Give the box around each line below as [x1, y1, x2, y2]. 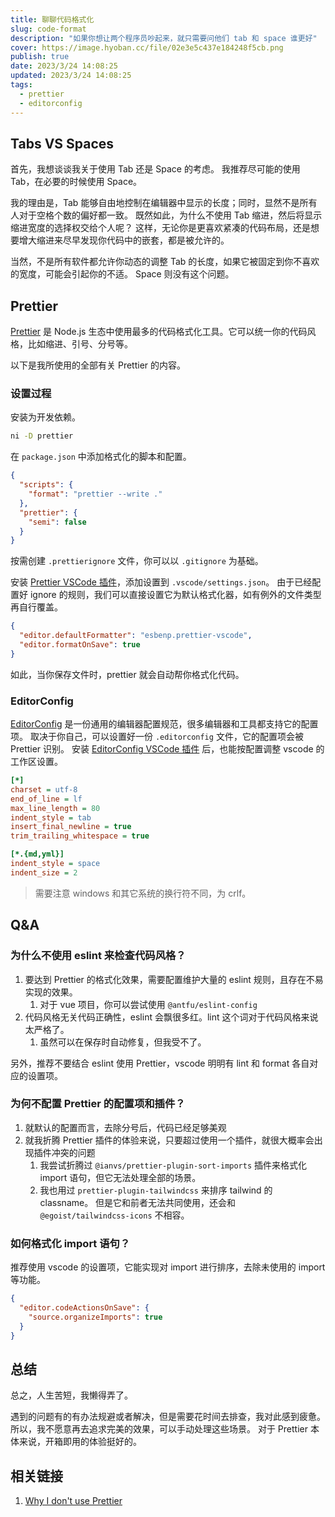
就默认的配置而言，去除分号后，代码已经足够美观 [24, 1121, 227, 1133]
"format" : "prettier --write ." [28, 489, 163, 500]
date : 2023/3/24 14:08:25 [10, 61, 118, 71]
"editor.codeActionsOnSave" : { [19, 1303, 150, 1313]
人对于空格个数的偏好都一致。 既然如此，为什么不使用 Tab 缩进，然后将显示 [10, 209, 323, 221]
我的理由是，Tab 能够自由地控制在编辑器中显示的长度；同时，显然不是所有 [10, 197, 318, 209]
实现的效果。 [24, 986, 78, 998]
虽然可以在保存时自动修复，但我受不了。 [39, 1036, 207, 1048]
